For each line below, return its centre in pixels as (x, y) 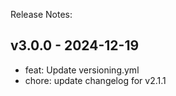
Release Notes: (41, 14)
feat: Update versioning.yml (82, 70)
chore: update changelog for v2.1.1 (95, 80)
